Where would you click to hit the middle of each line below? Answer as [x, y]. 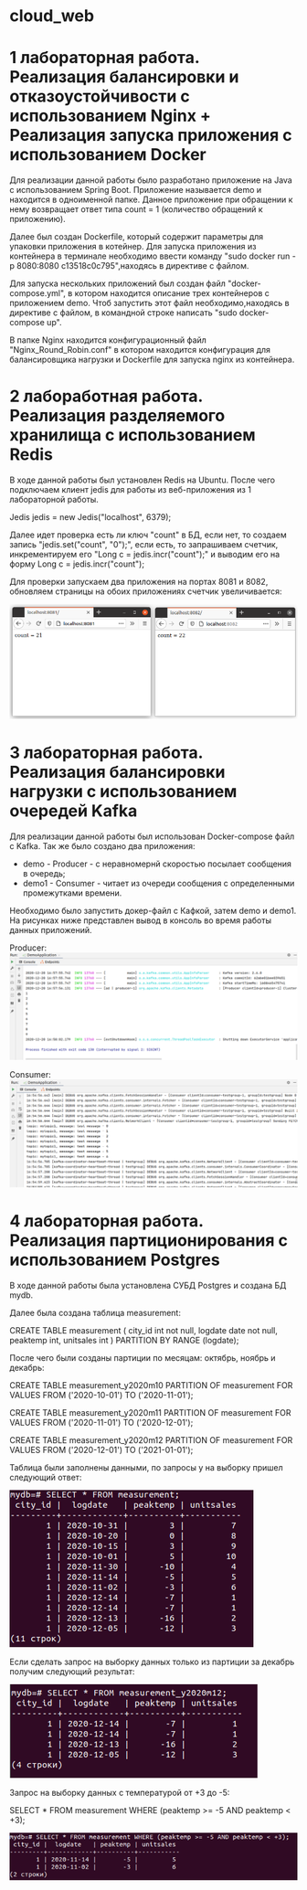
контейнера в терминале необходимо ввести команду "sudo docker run [150, 256]
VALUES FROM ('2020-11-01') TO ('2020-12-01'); [101, 1422]
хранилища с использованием [132, 435]
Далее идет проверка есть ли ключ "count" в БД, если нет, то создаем [148, 535]
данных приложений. [51, 930]
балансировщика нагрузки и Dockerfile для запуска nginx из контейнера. [152, 360]
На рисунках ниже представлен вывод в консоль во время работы [141, 920]
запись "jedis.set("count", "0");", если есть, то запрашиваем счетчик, [144, 545]
